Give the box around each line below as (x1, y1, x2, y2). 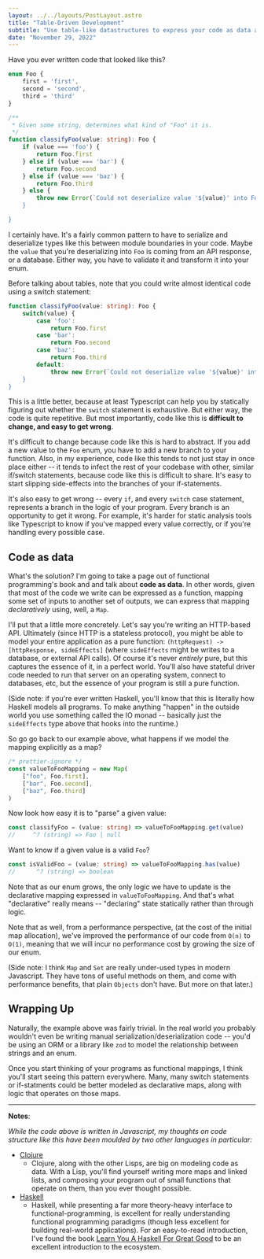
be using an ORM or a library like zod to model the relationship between (8, 1039, 239, 1049)
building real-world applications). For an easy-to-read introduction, (31, 1225, 248, 1235)
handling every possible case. (8, 528, 105, 537)
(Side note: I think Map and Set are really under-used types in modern (8, 962, 230, 972)
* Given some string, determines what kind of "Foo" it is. (11, 121, 213, 129)
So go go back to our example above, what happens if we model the (8, 734, 229, 744)
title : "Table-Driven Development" (8, 19, 125, 27)
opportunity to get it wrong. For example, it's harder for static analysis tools (8, 511, 252, 520)
